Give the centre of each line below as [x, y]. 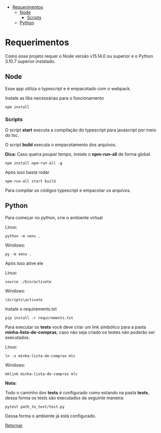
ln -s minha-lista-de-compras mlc [40, 356]
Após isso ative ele [24, 263]
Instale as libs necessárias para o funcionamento [54, 98]
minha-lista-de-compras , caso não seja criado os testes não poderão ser [80, 332]
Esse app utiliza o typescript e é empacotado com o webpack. [68, 88]
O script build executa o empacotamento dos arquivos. [61, 145]
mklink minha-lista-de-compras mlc [41, 374]
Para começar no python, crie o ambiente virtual [54, 217]
